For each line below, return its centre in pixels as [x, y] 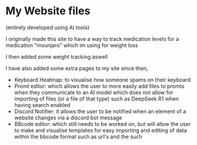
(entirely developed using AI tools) [48, 27]
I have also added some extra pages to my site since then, [77, 68]
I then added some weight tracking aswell [57, 56]
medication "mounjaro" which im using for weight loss [72, 45]
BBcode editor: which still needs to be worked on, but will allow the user [102, 124]
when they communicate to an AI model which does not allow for [94, 92]
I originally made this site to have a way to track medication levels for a [92, 39]
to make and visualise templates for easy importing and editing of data [101, 130]
